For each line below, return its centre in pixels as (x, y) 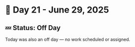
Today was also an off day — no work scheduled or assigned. (68, 39)
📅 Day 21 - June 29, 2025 (57, 10)
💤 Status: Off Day (33, 28)
